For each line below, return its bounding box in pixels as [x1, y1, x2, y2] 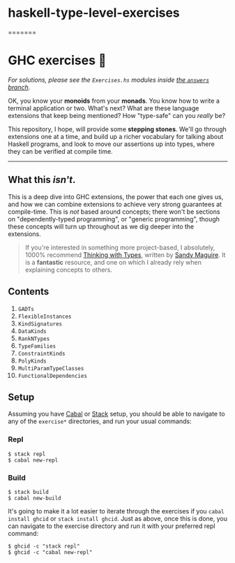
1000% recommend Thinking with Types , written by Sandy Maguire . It [24, 250, 226, 259]
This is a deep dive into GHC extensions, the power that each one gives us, [8, 192, 224, 200]
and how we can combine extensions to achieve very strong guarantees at [8, 200, 222, 208]
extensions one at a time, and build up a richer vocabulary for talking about [8, 132, 224, 140]
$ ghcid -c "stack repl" [8, 543, 80, 550]
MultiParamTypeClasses [17, 365, 84, 372]
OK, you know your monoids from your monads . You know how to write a [8, 96, 220, 105]
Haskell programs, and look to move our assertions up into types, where [8, 140, 215, 148]
